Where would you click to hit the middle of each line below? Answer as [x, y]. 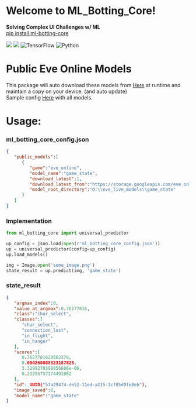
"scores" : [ [27, 352]
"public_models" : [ [36, 157]
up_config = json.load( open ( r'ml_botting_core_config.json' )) [83, 244]
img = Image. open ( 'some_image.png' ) [50, 265]
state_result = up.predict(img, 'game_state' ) [64, 270]
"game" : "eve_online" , [56, 168]
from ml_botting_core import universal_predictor [68, 233]
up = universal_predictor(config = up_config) [61, 249]
